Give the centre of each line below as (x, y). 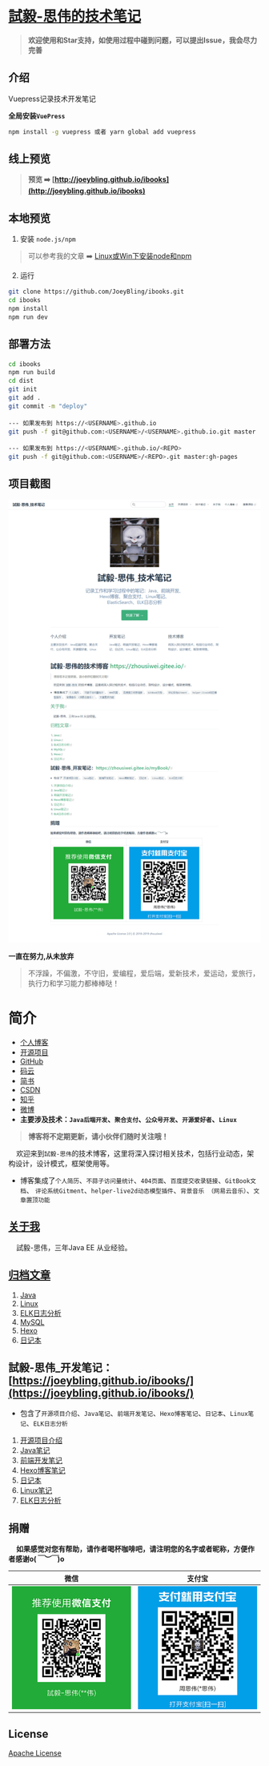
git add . (25, 398)
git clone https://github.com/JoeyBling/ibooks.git (96, 292)
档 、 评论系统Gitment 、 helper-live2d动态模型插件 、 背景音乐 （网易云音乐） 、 (137, 1191)
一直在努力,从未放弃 (41, 956)
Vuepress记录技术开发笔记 (52, 99)
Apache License (35, 1753)
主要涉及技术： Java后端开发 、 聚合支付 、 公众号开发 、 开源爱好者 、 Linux (128, 1120)
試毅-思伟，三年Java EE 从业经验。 (74, 1247)
